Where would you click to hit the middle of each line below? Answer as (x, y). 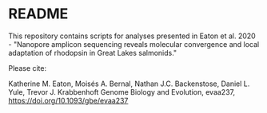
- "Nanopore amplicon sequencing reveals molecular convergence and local (134, 44)
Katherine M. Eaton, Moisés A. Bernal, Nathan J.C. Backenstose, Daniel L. (129, 84)
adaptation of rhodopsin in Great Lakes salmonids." (93, 53)
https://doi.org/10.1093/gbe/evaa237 (68, 100)
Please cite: (28, 68)
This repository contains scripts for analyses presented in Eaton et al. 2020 (132, 36)
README (38, 14)
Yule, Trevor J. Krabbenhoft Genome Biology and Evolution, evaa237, (122, 92)
